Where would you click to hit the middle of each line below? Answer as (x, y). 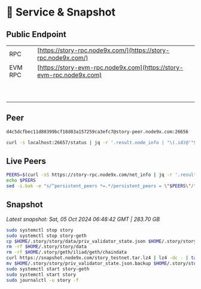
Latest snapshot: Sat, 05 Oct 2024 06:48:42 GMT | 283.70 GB (83, 219)
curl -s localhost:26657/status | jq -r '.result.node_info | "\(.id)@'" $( (103, 142)
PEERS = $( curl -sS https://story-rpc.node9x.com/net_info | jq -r (89, 175)
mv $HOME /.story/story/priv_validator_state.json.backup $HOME (87, 264)
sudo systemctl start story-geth (48, 269)
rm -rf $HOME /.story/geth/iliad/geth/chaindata (67, 253)
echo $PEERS (21, 181)
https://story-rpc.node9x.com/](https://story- (105, 50)
